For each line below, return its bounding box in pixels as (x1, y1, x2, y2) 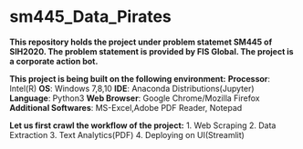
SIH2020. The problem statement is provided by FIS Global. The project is (9, 45, 294, 56)
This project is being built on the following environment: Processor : (9, 73, 271, 84)
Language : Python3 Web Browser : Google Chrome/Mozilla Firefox (9, 93, 260, 104)
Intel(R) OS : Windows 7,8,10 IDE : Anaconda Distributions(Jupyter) (9, 83, 255, 94)
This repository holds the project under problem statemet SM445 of (9, 36, 273, 47)
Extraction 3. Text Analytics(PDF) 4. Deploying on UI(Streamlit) (9, 129, 245, 140)
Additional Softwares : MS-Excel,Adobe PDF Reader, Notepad (9, 102, 243, 113)
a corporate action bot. (9, 55, 99, 66)
